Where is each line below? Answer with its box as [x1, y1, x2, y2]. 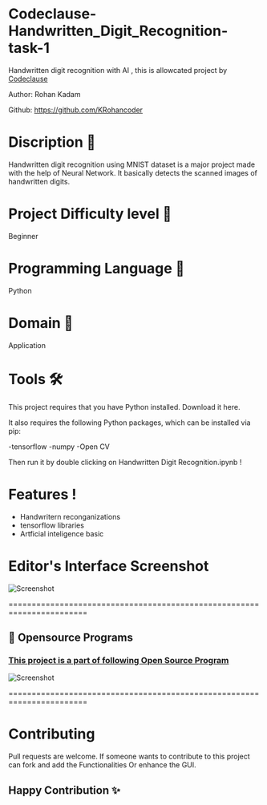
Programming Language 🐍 [8, 260, 185, 277]
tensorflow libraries [19, 520, 84, 530]
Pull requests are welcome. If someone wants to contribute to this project [8, 751, 250, 762]
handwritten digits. [8, 176, 71, 186]
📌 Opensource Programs [8, 630, 134, 644]
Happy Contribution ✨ [8, 783, 121, 797]
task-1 [8, 39, 51, 57]
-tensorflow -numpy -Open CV [8, 442, 111, 451]
